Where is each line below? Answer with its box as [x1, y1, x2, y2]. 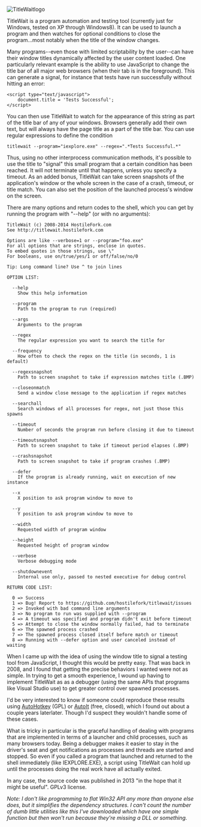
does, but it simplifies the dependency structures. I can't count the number [7, 802, 191, 808]
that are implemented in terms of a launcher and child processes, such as [7, 733, 188, 741]
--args [12, 317, 29, 323]
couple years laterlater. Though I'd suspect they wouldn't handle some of [7, 709, 187, 716]
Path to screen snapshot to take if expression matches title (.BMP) [17, 374, 195, 380]
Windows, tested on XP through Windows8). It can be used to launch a [7, 24, 181, 31]
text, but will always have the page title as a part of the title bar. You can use [7, 126, 195, 132]
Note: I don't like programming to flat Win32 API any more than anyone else [7, 795, 194, 802]
